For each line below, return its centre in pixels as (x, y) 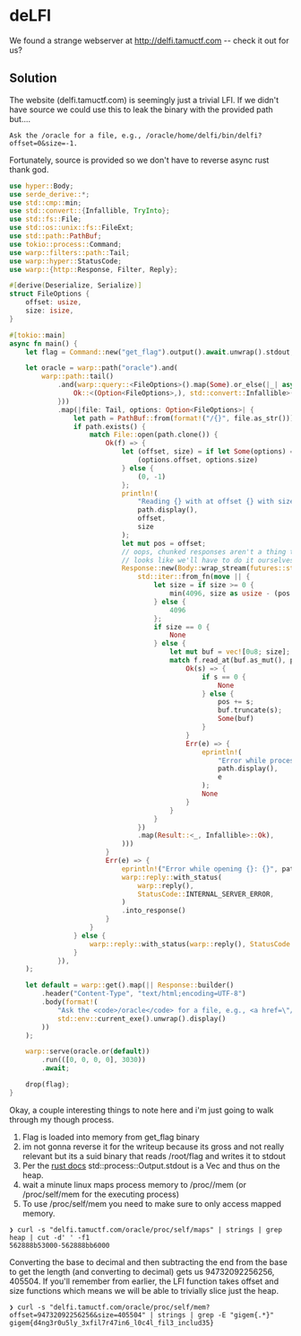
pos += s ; (236, 702)
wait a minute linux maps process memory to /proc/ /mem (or (134, 1184)
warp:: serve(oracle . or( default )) (88, 1051)
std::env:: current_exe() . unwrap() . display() (142, 1019)
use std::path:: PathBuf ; (56, 236)
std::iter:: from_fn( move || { (194, 577)
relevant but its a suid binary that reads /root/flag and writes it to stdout (154, 1156)
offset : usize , (54, 303)
